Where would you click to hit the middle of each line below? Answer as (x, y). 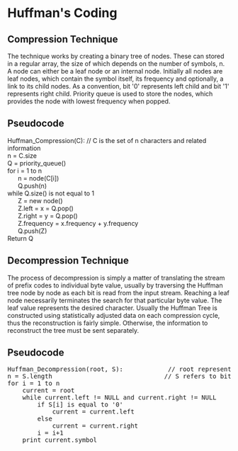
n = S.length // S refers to (112, 376)
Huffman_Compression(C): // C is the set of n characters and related (107, 140)
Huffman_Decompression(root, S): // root (101, 369)
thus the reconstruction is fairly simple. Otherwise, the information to (108, 323)
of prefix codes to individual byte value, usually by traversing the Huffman (115, 285)
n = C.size (22, 155)
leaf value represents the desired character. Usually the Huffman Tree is (112, 308)
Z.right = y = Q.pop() (47, 216)
